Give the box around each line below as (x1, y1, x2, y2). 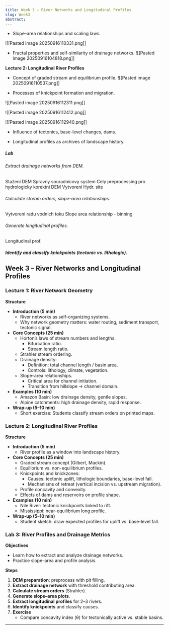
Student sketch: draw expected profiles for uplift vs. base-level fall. (20, 518, 159, 524)
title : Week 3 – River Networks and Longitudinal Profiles (5, 7, 132, 13)
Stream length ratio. (27, 346, 69, 352)
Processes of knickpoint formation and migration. (12, 90, 115, 96)
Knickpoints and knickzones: (20, 470, 80, 476)
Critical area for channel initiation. (27, 378, 98, 384)
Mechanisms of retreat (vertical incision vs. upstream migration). (27, 481, 162, 487)
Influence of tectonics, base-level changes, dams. (12, 129, 117, 135)
